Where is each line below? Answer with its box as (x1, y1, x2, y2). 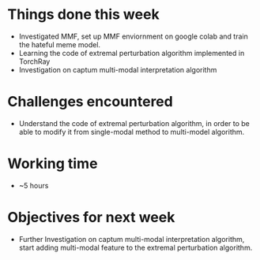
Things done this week (7, 6, 160, 24)
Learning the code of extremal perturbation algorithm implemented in (18, 48, 245, 58)
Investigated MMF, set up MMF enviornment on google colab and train (18, 32, 248, 41)
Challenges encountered (7, 93, 173, 111)
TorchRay (18, 57, 51, 66)
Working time (7, 155, 98, 173)
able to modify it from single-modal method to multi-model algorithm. (18, 127, 245, 136)
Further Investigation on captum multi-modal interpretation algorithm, (18, 234, 245, 243)
